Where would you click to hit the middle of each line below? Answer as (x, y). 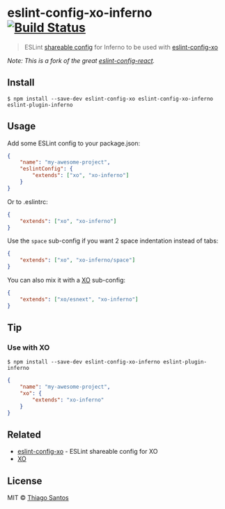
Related (24, 435)
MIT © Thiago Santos (38, 498)
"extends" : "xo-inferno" (68, 400)
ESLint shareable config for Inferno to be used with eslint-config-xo (121, 47)
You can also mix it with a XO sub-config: (67, 280)
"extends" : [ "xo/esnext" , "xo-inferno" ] (79, 299)
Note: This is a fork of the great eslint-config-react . (81, 60)
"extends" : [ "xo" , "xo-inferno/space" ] (78, 260)
